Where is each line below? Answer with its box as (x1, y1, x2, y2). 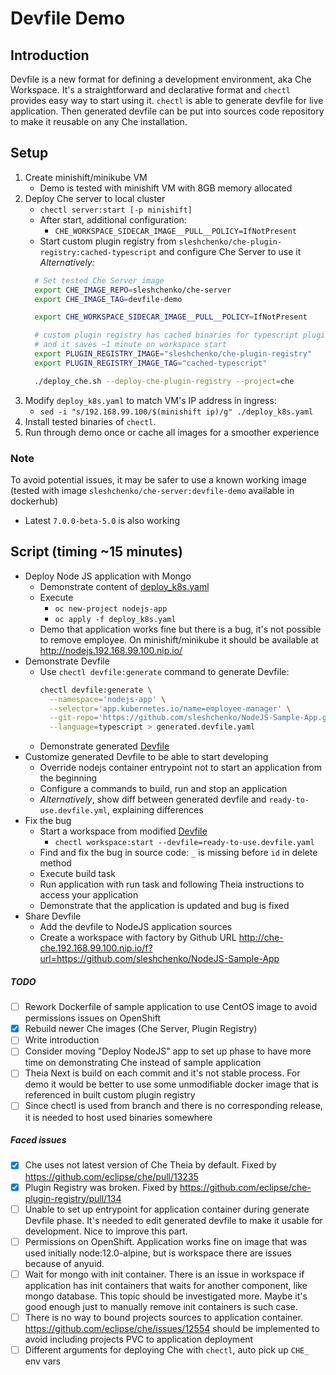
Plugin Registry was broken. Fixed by (24, 1181, 178, 1193)
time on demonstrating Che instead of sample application (24, 1057, 262, 1069)
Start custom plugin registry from (39, 235, 177, 247)
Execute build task (39, 868, 117, 880)
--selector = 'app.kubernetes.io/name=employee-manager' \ (48, 703, 292, 714)
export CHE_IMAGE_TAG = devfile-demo (34, 294, 183, 304)
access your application (39, 889, 139, 901)
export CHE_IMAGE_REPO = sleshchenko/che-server (34, 285, 232, 295)
